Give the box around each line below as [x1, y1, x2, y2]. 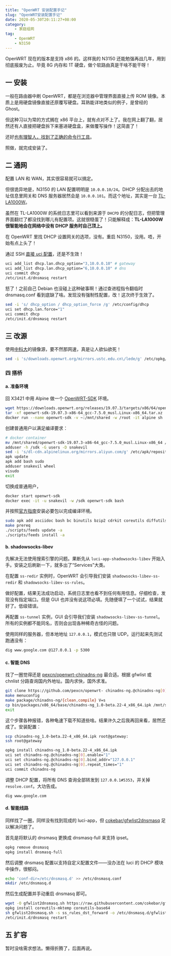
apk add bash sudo [5, 459, 44, 464]
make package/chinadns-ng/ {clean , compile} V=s [5, 698, 106, 703]
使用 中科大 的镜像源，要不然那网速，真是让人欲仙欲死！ [5, 346, 121, 352]
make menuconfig [5, 693, 40, 698]
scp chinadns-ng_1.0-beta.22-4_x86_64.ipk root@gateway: [5, 733, 129, 739]
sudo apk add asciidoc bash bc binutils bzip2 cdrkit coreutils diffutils [5, 518, 167, 523]
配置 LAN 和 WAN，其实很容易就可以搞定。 [5, 175, 96, 182]
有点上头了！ [9, 240, 37, 246]
